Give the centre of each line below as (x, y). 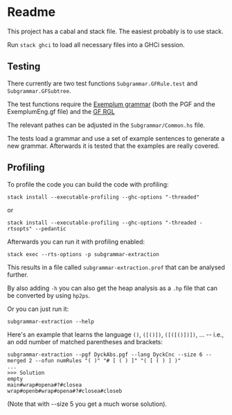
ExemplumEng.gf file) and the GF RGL (61, 111)
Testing (24, 67)
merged (17, 361)
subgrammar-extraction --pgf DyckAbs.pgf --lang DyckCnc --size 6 (105, 355)
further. (18, 274)
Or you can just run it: (38, 309)
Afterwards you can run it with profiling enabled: (76, 242)
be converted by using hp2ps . (49, 295)
